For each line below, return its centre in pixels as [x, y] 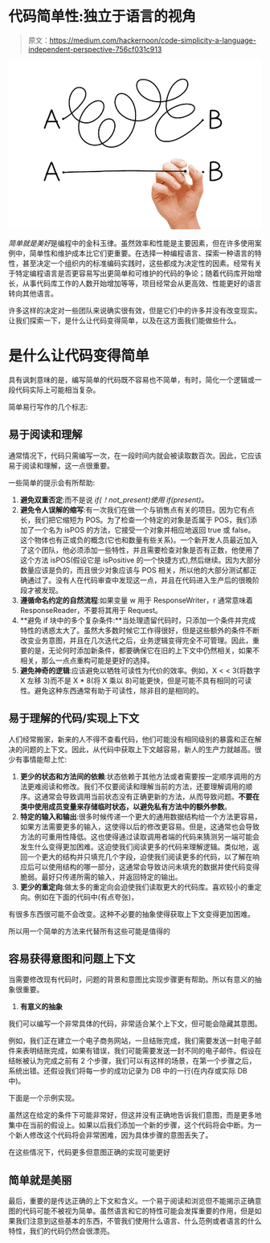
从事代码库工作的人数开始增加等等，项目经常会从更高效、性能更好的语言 [142, 283]
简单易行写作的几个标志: [48, 407]
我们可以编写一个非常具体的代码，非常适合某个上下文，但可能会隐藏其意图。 [135, 1024]
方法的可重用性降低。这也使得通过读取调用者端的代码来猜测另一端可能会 [139, 836]
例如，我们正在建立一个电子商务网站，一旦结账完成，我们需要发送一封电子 [131, 1041]
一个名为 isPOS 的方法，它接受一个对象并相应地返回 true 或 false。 [145, 530]
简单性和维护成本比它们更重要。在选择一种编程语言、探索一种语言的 [142, 253]
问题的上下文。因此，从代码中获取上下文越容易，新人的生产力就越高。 [138, 749]
